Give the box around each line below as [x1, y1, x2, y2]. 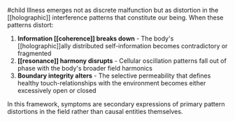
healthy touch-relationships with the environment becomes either [17, 79, 206, 87]
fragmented [17, 49, 52, 57]
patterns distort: [7, 21, 54, 29]
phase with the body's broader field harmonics [17, 64, 152, 72]
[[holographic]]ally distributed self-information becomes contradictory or [17, 42, 228, 50]
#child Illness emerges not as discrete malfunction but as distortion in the [7, 6, 219, 14]
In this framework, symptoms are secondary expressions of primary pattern [7, 100, 225, 108]
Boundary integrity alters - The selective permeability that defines [17, 71, 211, 80]
